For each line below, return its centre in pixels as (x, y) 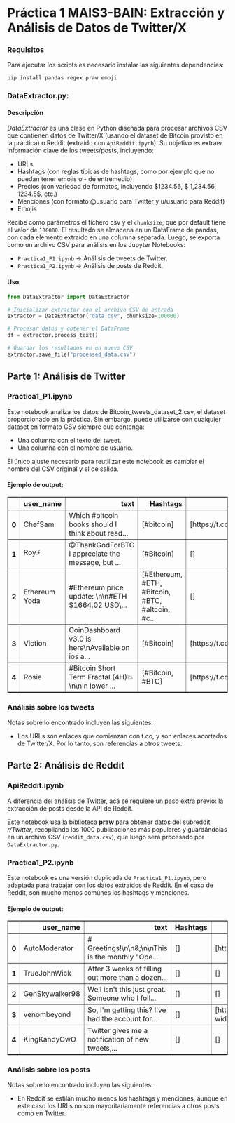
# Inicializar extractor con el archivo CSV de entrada (90, 310)
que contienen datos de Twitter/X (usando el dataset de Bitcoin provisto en (115, 135)
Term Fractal (90, 677)
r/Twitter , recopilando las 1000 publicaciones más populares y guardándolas (117, 829)
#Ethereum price (96, 587)
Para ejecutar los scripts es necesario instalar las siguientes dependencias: (116, 65)
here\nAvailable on (100, 647)
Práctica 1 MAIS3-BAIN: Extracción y (116, 13)
